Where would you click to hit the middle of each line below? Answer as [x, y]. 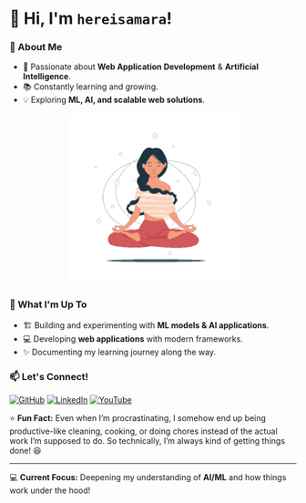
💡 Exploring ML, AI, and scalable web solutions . [113, 100]
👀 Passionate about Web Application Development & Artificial [141, 67]
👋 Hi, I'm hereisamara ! [91, 19]
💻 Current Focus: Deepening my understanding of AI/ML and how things [148, 477]
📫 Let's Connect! [49, 376]
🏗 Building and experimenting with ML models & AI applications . [146, 325]
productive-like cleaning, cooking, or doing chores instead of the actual [143, 431]
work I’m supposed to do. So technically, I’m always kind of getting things [147, 441]
